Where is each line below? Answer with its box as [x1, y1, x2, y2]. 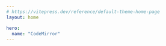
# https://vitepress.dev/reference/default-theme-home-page [6, 8, 161, 15]
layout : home [6, 14, 39, 20]
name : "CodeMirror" [11, 30, 61, 36]
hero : [6, 25, 20, 31]
